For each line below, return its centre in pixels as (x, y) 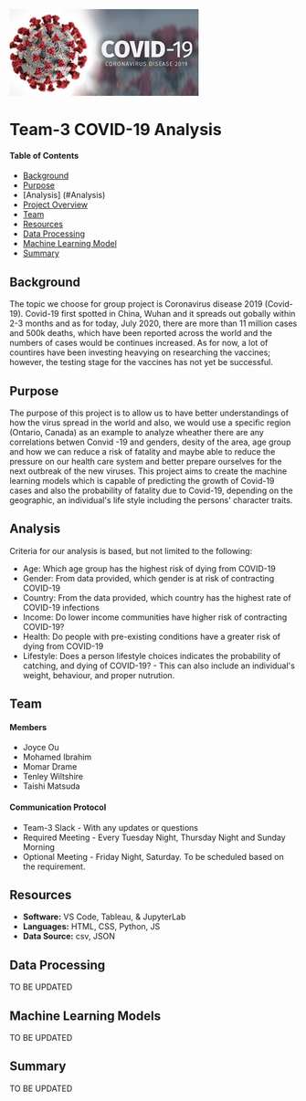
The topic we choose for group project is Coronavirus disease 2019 (136, 304)
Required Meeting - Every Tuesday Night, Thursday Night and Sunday (154, 837)
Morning (38, 847)
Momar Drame (50, 767)
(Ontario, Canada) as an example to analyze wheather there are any (137, 433)
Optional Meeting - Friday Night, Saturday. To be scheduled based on (153, 856)
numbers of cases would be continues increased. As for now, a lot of (139, 343)
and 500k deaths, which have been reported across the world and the (141, 333)
